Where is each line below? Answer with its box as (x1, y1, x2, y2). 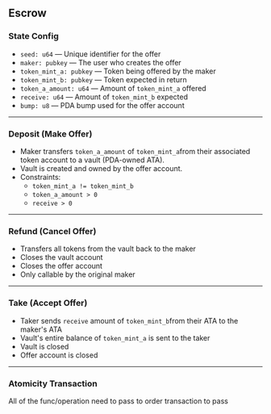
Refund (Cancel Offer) (8, 225, 97, 236)
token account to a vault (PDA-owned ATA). (19, 155, 165, 165)
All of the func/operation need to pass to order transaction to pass (8, 395, 228, 406)
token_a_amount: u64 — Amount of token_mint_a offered (19, 83, 207, 93)
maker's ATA (19, 324, 63, 334)
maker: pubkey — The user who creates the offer (19, 57, 181, 67)
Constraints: (19, 172, 61, 182)
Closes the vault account (19, 253, 103, 262)
